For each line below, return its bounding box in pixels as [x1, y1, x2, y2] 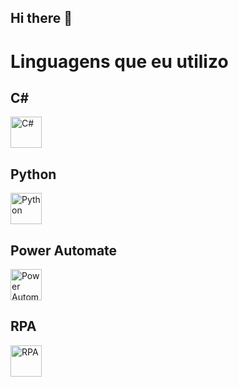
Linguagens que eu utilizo [10, 50, 229, 73]
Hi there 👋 [10, 10, 73, 27]
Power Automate [10, 242, 118, 259]
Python [10, 166, 57, 183]
